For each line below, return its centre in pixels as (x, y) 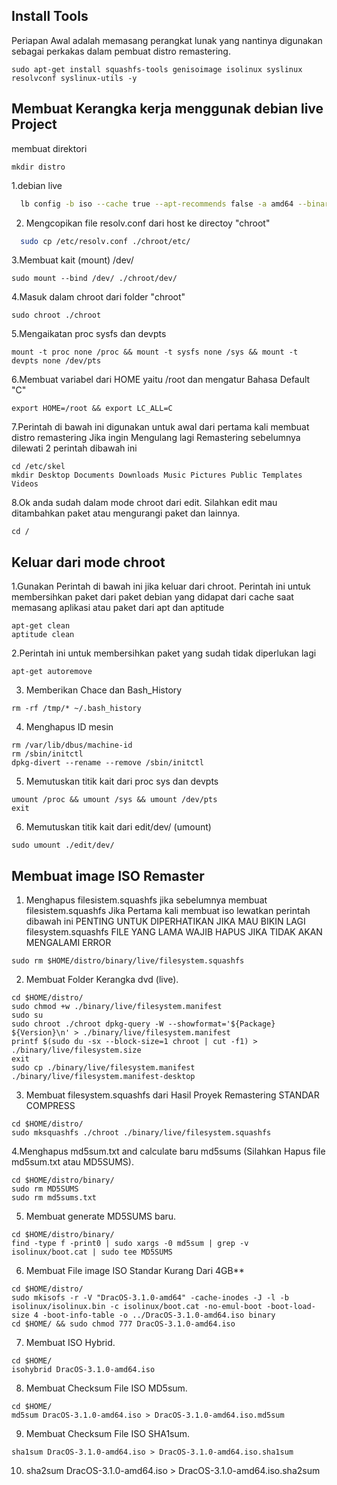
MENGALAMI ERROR (68, 942)
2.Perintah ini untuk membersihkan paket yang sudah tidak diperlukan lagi (164, 653)
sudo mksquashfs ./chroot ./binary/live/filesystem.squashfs (141, 1133)
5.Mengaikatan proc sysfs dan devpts (89, 334)
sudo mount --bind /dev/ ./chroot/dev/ (94, 279)
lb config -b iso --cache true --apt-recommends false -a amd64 (157, 204)
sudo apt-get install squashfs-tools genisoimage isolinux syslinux (157, 69)
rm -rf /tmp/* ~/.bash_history (76, 709)
